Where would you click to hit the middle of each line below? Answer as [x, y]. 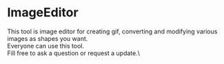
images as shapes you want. [48, 38]
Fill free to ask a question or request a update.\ [73, 53]
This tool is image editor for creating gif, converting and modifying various [112, 31]
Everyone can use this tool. [46, 46]
